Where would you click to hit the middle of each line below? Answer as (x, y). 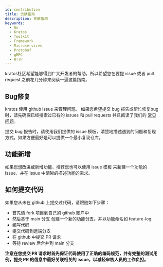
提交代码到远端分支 (31, 231)
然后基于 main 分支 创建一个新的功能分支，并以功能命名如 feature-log (82, 218)
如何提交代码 (24, 190)
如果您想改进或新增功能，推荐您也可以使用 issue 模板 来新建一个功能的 (76, 167)
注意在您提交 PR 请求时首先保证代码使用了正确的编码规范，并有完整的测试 (79, 253)
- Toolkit (19, 37)
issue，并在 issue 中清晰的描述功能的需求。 (49, 173)
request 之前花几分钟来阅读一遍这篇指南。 (47, 80)
